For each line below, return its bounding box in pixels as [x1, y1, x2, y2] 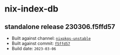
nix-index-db [4, 3, 59, 14]
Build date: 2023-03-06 [11, 46, 56, 51]
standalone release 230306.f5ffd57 [4, 23, 115, 31]
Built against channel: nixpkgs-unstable [11, 35, 91, 41]
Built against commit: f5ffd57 [11, 41, 70, 46]
